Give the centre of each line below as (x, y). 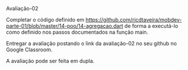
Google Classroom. (29, 50)
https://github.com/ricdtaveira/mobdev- (134, 20)
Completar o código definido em (45, 20)
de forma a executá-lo (151, 26)
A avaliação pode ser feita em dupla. (51, 61)
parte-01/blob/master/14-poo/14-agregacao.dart (65, 26)
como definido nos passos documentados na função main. (77, 32)
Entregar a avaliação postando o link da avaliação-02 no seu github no (92, 43)
